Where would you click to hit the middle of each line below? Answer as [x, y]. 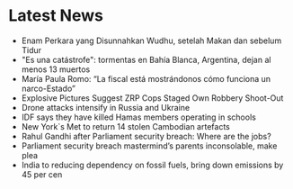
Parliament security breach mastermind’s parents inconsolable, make [149, 146]
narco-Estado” [48, 88]
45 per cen [42, 174]
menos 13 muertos [56, 69]
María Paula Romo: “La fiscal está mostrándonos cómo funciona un [146, 78]
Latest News [56, 16]
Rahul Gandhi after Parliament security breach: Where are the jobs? [146, 136]
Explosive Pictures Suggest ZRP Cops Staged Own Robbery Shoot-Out [152, 98]
